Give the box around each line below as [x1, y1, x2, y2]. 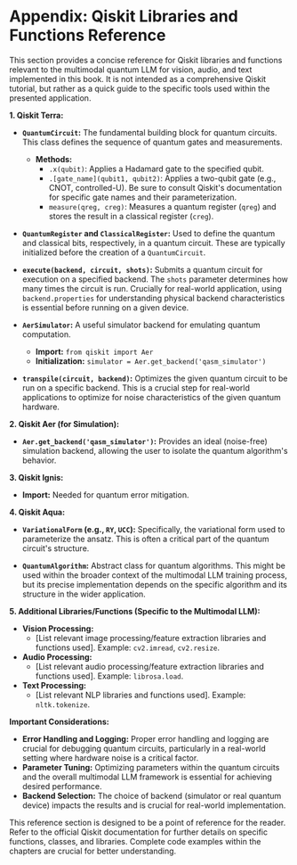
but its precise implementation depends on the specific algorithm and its [21, 579, 287, 589]
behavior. [21, 455, 57, 465]
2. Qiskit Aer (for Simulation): [9, 418, 120, 429]
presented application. [9, 92, 92, 103]
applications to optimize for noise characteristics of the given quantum [21, 391, 282, 402]
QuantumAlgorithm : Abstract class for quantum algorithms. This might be [21, 560, 286, 571]
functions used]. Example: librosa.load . [35, 671, 184, 681]
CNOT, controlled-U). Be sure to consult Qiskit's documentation [48, 182, 283, 193]
